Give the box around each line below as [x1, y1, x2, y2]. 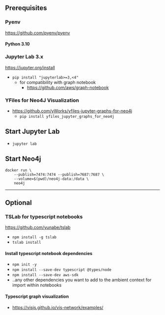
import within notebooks [12, 282, 62, 288]
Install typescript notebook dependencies [5, 250, 92, 256]
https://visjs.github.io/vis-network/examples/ [12, 304, 104, 310]
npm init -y [12, 262, 37, 267]
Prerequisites [5, 4, 47, 12]
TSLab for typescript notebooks [5, 213, 83, 220]
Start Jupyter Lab [5, 127, 60, 136]
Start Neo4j [5, 155, 41, 163]
